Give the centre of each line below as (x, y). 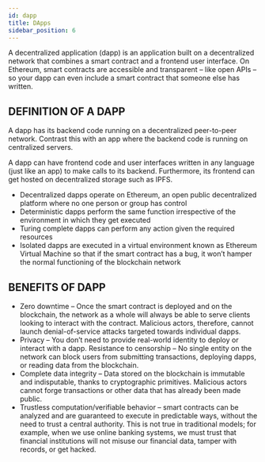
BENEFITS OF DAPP (57, 287)
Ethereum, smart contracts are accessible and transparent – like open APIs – (132, 70)
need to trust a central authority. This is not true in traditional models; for (138, 424)
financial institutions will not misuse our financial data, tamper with (128, 441)
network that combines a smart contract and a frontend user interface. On (129, 61)
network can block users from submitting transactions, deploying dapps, (138, 357)
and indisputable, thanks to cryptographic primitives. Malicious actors (133, 382)
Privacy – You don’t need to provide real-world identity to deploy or (129, 340)
